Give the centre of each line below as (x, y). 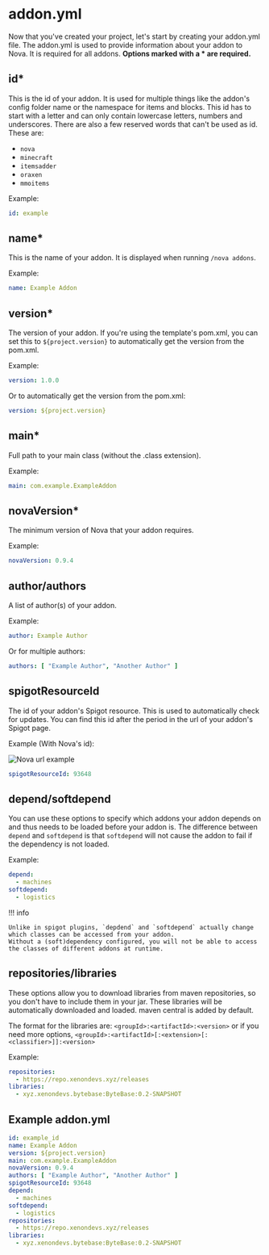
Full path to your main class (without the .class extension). (105, 455)
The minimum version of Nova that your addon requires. (101, 531)
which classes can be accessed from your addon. (91, 934)
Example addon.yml (59, 1119)
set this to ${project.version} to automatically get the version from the (126, 342)
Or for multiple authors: (47, 651)
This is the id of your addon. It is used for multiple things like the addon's (129, 99)
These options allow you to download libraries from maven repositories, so (132, 993)
